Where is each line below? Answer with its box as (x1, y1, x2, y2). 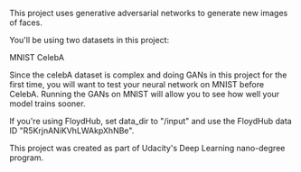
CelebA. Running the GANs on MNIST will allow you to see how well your (9, 89, 280, 99)
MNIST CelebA (9, 52, 65, 62)
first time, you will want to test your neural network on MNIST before (9, 79, 265, 89)
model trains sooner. (9, 98, 86, 109)
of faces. (9, 17, 42, 28)
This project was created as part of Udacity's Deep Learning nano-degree (9, 143, 286, 153)
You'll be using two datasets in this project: (9, 35, 170, 45)
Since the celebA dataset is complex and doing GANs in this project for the (9, 69, 287, 80)
